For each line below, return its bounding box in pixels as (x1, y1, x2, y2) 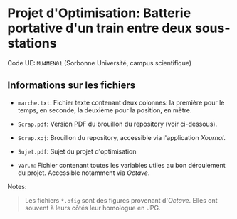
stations (7, 36, 57, 51)
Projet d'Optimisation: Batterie (7, 5, 191, 21)
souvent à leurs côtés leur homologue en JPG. (24, 203, 161, 212)
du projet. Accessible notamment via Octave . (17, 169, 150, 177)
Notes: (7, 182, 27, 191)
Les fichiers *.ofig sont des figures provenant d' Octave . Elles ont (24, 196, 218, 204)
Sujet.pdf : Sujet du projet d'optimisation (17, 147, 137, 156)
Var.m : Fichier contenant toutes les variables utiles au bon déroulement (17, 161, 226, 169)
